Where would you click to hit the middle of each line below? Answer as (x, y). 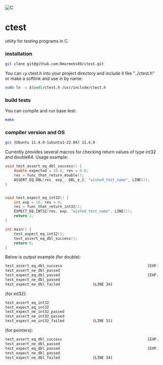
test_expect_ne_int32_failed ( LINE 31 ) (59, 321)
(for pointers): (19, 330)
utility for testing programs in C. (37, 41)
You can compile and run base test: (41, 111)
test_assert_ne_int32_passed (35, 316)
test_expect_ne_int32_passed (35, 312)
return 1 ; (24, 216)
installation (19, 54)
